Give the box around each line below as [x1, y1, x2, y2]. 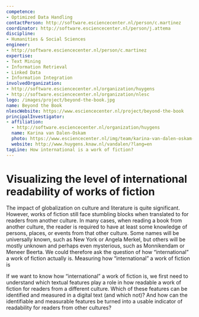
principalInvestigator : [6, 113, 65, 119]
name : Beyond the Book [6, 102, 62, 109]
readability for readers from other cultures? [6, 304, 111, 312]
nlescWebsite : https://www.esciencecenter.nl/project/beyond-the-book [6, 108, 184, 114]
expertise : [6, 53, 33, 59]
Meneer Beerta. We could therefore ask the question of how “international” [6, 249, 189, 256]
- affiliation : [6, 119, 44, 125]
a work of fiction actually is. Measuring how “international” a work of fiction [6, 255, 191, 262]
